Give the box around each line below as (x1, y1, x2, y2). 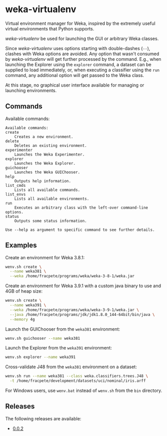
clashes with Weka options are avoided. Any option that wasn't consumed (5, 51, 159, 57)
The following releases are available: (5, 415, 81, 421)
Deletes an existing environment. (14, 143, 87, 148)
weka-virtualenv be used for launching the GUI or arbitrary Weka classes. (5, 35, 159, 42)
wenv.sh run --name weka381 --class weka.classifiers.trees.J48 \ (5, 374, 148, 379)
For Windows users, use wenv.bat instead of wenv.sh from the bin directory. (5, 387, 162, 393)
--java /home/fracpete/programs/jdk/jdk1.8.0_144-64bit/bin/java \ (10, 312, 155, 317)
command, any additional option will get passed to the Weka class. (5, 72, 144, 78)
